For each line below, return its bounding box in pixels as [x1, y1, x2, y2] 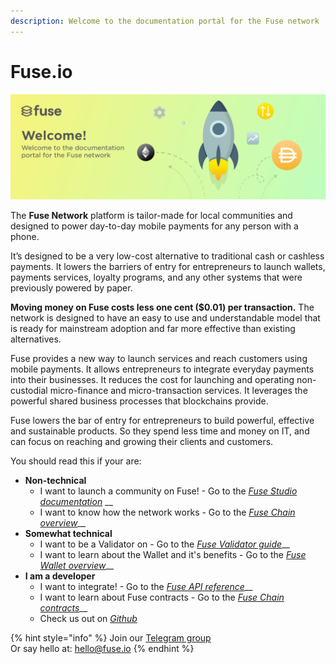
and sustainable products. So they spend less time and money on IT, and [10, 425, 310, 437]
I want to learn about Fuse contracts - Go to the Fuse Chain [39, 591, 285, 603]
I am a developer [24, 570, 96, 582]
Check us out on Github [39, 612, 138, 624]
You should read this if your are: [10, 455, 142, 467]
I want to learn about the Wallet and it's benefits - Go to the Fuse [39, 548, 307, 560]
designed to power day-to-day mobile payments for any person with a [10, 220, 299, 232]
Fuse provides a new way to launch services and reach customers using [10, 352, 308, 364]
